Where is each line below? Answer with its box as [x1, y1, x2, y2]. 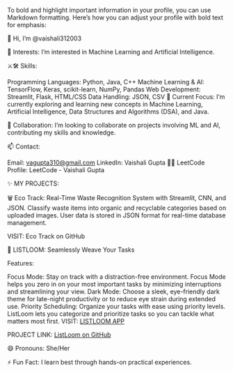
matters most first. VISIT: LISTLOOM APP [7, 317, 125, 325]
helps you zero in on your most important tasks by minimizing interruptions [7, 280, 222, 288]
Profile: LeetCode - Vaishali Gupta [7, 166, 105, 174]
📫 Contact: [7, 142, 40, 151]
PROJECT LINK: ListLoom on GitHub [7, 330, 111, 339]
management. [7, 219, 47, 227]
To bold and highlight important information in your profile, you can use [7, 6, 211, 14]
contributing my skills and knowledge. [7, 128, 116, 137]
